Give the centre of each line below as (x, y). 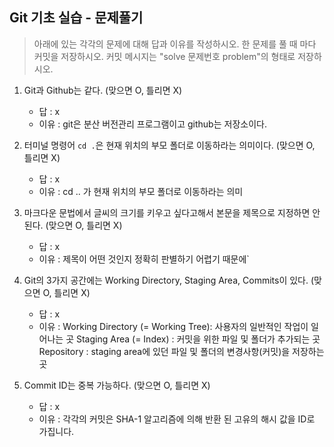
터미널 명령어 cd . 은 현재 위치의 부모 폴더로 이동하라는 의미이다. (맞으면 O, (169, 145)
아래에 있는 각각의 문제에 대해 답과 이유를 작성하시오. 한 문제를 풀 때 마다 (175, 44)
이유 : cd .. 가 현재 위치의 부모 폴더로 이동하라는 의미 (141, 191)
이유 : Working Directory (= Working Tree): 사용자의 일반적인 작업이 (173, 326)
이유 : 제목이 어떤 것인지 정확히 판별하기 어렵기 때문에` (144, 259)
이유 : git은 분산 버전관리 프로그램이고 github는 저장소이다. (152, 124)
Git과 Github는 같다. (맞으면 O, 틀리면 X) (103, 90)
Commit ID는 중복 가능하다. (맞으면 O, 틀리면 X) (117, 385)
